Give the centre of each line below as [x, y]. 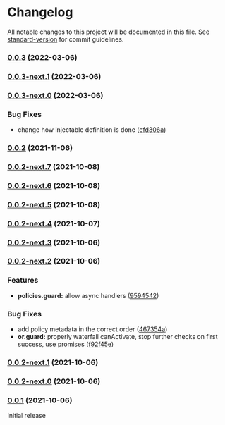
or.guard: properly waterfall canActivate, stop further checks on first [117, 337]
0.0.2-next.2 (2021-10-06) [54, 261]
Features [23, 281]
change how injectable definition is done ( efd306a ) [92, 130]
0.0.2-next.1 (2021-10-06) [53, 362]
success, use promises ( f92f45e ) [66, 344]
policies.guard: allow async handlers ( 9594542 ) [88, 295]
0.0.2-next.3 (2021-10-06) [54, 242]
